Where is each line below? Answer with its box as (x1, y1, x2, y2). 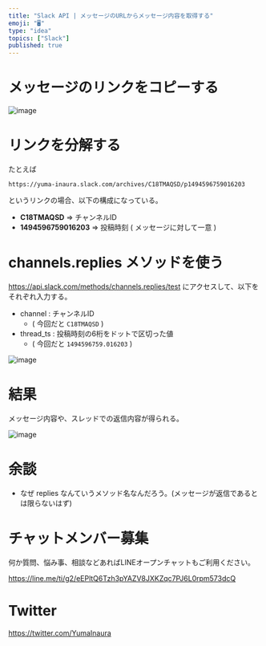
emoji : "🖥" (8, 19, 46, 27)
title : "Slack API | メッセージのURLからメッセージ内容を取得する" (8, 11, 214, 20)
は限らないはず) (19, 498, 72, 508)
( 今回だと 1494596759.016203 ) (31, 339, 133, 348)
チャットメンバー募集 (8, 530, 149, 547)
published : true (8, 42, 62, 50)
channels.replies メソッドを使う (8, 254, 224, 272)
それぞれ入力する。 (8, 291, 72, 301)
